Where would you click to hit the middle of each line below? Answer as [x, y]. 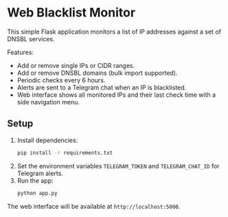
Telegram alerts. [40, 173]
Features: [21, 52]
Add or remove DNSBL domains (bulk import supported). [97, 73]
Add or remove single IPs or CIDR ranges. [76, 65]
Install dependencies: [47, 140]
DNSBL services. [31, 38]
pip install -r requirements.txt [65, 152]
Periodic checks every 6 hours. [61, 80]
